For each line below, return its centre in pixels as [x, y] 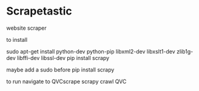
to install [17, 39]
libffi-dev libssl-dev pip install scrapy [63, 58]
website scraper [26, 28]
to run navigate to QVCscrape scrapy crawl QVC [66, 81]
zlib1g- [185, 51]
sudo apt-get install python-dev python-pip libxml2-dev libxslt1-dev [91, 51]
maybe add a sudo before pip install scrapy [60, 69]
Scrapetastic [39, 11]
